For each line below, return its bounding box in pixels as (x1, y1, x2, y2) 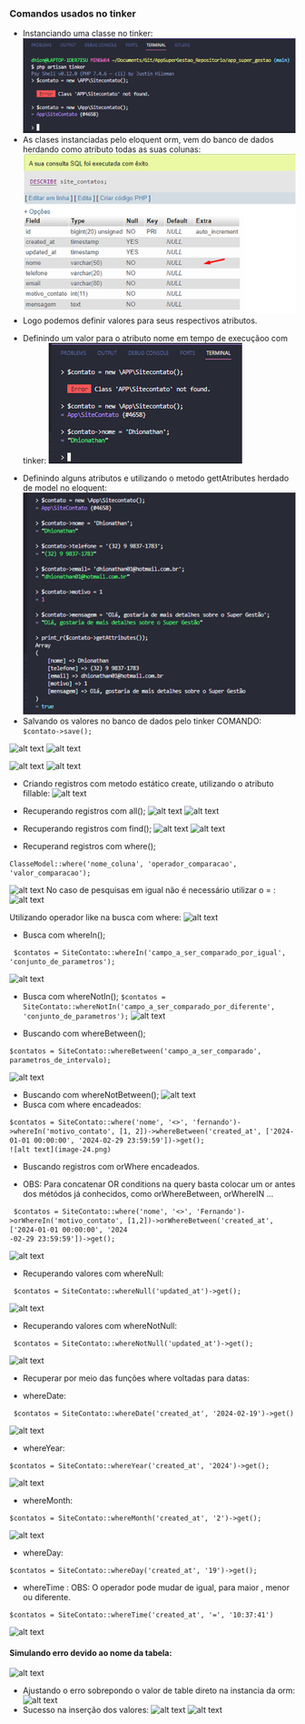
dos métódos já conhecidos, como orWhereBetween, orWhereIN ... (22, 1189, 274, 1200)
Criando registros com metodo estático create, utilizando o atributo (22, 778, 274, 789)
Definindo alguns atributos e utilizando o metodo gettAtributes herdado (22, 472, 290, 484)
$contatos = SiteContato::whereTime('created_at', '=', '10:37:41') (9, 1610, 274, 1620)
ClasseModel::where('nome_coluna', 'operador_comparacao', (9, 859, 238, 869)
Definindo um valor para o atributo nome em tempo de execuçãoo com (22, 333, 289, 344)
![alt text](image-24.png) (9, 1145, 112, 1154)
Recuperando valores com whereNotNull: (22, 1321, 177, 1332)
